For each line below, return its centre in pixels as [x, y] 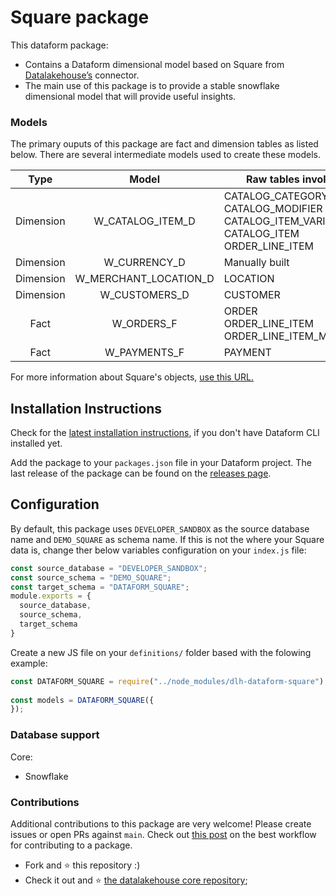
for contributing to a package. [71, 845]
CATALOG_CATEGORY [276, 196]
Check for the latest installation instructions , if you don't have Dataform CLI [165, 433]
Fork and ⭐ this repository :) [82, 865]
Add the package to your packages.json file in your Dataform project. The [161, 463]
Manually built [256, 263]
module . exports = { [51, 596]
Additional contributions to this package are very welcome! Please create [161, 823]
